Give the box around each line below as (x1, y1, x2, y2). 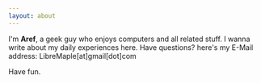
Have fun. (8, 66, 41, 77)
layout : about (8, 11, 57, 20)
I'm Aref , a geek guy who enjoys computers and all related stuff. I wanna (8, 34, 250, 44)
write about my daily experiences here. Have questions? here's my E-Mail (8, 42, 254, 52)
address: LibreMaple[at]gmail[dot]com (8, 51, 137, 60)
